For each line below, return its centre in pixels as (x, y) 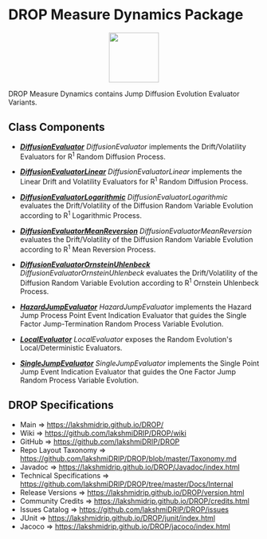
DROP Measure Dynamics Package (126, 15)
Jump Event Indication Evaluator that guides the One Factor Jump (128, 372)
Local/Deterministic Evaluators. (71, 348)
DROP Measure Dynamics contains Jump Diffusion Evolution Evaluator (124, 93)
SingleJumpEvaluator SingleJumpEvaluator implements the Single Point (139, 363)
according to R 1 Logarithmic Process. (80, 215)
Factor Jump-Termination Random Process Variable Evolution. (122, 324)
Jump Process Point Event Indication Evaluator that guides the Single (133, 315)
